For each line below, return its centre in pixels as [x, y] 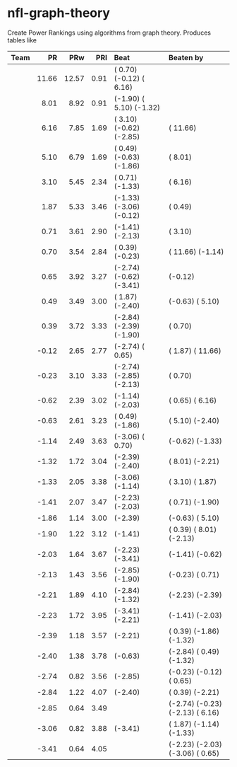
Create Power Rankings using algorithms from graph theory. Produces [109, 33]
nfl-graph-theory [59, 13]
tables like [22, 40]
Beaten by [186, 57]
